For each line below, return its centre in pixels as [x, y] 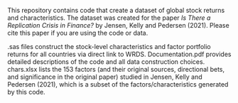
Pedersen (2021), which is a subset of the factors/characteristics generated [118, 84]
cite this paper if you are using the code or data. [78, 33]
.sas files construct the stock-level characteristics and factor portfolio [109, 47]
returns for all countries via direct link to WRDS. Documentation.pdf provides [119, 54]
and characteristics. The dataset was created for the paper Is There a [109, 18]
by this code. [26, 92]
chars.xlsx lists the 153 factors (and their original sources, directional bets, [116, 69]
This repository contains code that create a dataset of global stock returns [116, 10]
